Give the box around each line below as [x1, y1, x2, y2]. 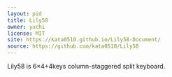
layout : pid [7, 10, 42, 17]
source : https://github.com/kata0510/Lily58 [7, 43, 139, 50]
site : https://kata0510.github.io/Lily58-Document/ [7, 36, 161, 43]
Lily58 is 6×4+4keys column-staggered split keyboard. [7, 62, 166, 70]
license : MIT [7, 29, 45, 37]
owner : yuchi [7, 23, 45, 30]
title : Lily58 [7, 17, 49, 24]
